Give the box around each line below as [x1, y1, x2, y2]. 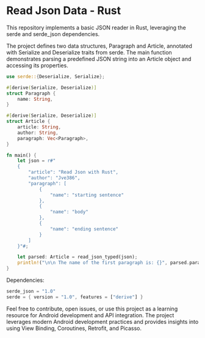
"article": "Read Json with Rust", [28, 169, 119, 175]
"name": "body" [49, 209, 88, 215]
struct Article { [6, 119, 51, 125]
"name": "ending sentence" [49, 226, 119, 232]
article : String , [17, 124, 62, 130]
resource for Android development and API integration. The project [6, 311, 174, 318]
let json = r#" [17, 158, 56, 164]
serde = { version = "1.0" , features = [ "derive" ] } [6, 294, 143, 300]
